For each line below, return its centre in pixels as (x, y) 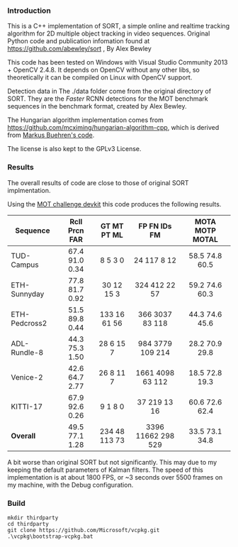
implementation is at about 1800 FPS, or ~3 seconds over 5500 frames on (115, 477)
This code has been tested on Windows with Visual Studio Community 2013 (118, 62)
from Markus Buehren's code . (51, 135)
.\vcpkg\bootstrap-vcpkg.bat (50, 536)
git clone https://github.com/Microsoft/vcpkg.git (84, 530)
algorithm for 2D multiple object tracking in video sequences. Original (109, 33)
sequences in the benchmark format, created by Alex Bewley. (97, 106)
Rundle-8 (27, 352)
